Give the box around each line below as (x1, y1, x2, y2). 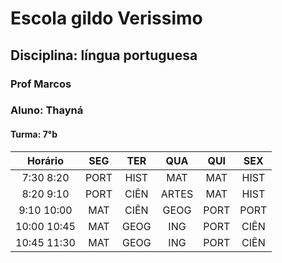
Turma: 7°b (10, 128, 58, 141)
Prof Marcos (10, 77, 72, 91)
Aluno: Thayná (10, 103, 84, 117)
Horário (26, 153, 64, 167)
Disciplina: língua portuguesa (10, 47, 198, 64)
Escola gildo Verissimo (10, 7, 203, 30)
